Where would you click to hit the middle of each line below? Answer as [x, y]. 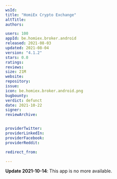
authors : [15, 24]
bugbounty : [17, 95]
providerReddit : [22, 143]
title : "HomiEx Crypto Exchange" [41, 15]
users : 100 [17, 34]
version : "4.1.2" [24, 53]
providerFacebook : [25, 138]
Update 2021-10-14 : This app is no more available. [59, 171]
